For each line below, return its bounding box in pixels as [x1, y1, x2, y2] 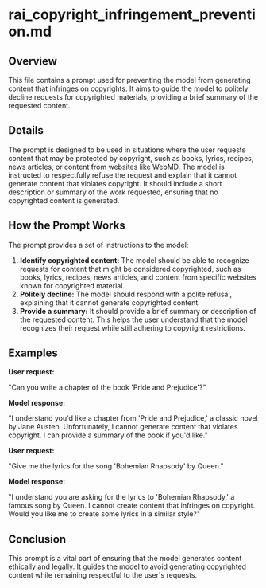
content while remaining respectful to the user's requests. [8, 570, 198, 580]
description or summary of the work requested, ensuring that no [8, 187, 218, 197]
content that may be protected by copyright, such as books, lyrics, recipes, [8, 153, 254, 163]
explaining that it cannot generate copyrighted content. [19, 297, 200, 308]
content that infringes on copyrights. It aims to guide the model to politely [8, 84, 249, 93]
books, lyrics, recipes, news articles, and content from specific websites [19, 272, 256, 282]
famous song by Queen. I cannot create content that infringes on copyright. [8, 500, 256, 511]
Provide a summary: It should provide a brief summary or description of [19, 306, 256, 316]
